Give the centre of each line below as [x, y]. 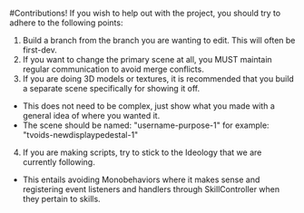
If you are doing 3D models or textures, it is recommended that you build [158, 79]
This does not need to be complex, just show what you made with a [148, 106]
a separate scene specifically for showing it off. [111, 88]
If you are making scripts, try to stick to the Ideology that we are [142, 152]
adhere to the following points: [66, 23]
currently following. [59, 162]
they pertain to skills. [62, 199]
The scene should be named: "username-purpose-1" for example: [146, 125]
